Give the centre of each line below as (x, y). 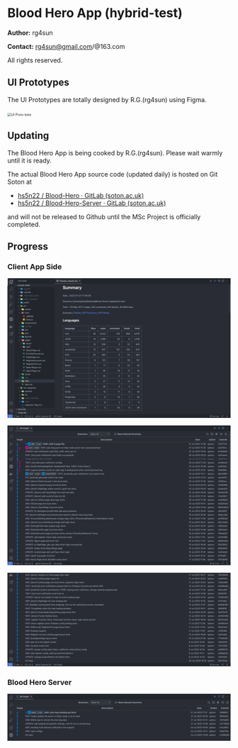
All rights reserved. (35, 60)
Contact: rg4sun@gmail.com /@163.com (66, 46)
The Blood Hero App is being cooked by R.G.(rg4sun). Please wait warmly (115, 153)
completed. (24, 224)
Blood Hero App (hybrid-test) (95, 13)
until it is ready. (29, 160)
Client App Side (35, 266)
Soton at (19, 182)
